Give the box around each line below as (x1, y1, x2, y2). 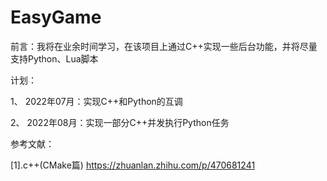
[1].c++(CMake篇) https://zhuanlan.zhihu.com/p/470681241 (10, 159, 256, 171)
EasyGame (10, 6, 102, 29)
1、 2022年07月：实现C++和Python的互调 (10, 95, 183, 107)
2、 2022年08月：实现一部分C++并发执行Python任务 (10, 116, 230, 128)
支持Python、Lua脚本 (10, 52, 99, 65)
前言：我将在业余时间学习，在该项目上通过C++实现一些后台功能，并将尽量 (10, 40, 318, 52)
